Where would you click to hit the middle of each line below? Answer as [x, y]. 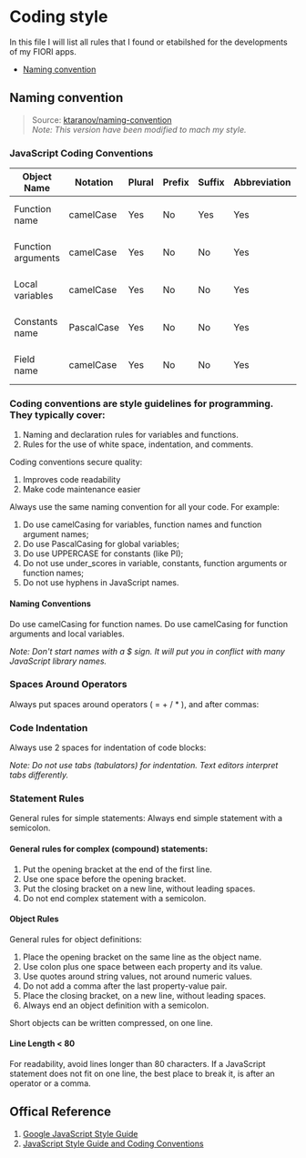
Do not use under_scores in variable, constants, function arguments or [155, 564]
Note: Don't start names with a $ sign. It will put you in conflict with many [147, 651]
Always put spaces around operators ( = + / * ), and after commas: [134, 704]
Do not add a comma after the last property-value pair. [125, 986]
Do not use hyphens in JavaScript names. [101, 583]
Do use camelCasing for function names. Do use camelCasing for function [149, 624]
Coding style [59, 17]
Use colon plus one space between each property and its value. [143, 966]
